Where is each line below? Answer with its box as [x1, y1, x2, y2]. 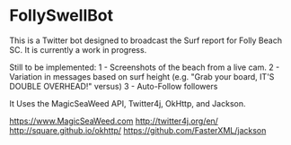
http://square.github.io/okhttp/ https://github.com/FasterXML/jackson [9, 124, 267, 135]
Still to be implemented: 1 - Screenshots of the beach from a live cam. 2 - [9, 62, 280, 72]
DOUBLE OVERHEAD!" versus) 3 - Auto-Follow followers [9, 81, 218, 91]
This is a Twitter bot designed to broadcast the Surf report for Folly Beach [9, 35, 283, 46]
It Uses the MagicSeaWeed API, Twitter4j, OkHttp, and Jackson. [9, 98, 246, 108]
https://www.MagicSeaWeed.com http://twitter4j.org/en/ [9, 115, 218, 126]
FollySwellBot [9, 5, 114, 26]
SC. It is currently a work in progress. [9, 44, 147, 55]
